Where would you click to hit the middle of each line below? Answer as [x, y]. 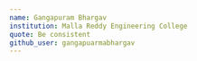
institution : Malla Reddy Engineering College [98, 26]
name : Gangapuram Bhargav [58, 17]
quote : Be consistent [50, 34]
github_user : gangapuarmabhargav [72, 43]
